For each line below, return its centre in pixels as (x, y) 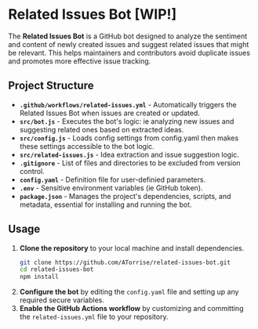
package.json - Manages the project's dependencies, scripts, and (125, 196)
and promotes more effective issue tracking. (80, 61)
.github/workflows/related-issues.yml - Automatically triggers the (128, 104)
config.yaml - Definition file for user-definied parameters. (113, 179)
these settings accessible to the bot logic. (87, 146)
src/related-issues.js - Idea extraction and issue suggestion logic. (129, 154)
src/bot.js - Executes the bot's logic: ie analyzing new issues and (127, 121)
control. (32, 171)
